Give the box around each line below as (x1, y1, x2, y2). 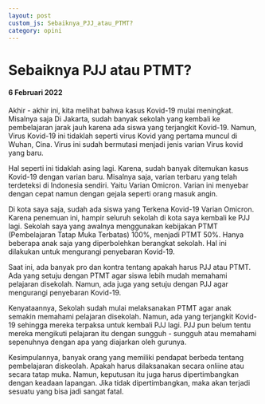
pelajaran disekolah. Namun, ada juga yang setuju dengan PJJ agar (8, 279, 229, 288)
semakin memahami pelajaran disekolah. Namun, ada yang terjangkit (8, 311, 234, 321)
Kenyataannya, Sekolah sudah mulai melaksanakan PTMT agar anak (8, 303, 232, 312)
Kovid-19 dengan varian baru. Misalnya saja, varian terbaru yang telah (8, 172, 237, 181)
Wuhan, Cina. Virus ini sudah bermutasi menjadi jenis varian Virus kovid (8, 139, 244, 149)
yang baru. (8, 148, 44, 157)
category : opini (8, 26, 62, 34)
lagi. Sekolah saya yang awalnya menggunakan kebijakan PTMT (8, 221, 219, 231)
